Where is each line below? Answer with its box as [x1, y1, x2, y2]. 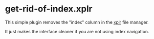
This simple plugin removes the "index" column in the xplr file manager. [5, 19, 149, 25]
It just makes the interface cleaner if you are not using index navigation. [5, 28, 149, 34]
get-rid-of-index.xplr [5, 3, 93, 14]
